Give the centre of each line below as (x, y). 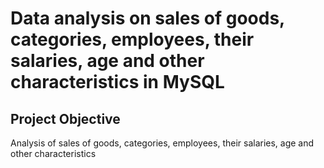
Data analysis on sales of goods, (147, 18)
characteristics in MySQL (117, 82)
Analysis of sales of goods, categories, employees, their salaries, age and (162, 143)
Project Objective (65, 118)
